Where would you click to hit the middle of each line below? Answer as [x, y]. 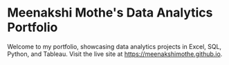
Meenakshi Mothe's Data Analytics [110, 13]
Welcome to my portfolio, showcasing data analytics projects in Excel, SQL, [114, 46]
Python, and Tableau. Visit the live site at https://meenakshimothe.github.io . [115, 54]
